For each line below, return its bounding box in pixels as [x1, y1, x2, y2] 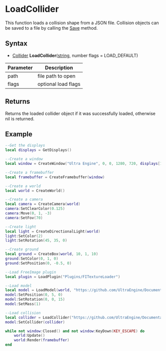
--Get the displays [5, 143, 45, 148]
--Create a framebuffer [5, 170, 54, 175]
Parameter [7, 64, 33, 71]
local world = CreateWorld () [5, 188, 65, 193]
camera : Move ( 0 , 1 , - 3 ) [5, 211, 52, 216]
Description [44, 64, 73, 71]
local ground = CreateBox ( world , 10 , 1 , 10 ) [5, 252, 98, 257]
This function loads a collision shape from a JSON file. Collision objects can [5, 20, 159, 26]
